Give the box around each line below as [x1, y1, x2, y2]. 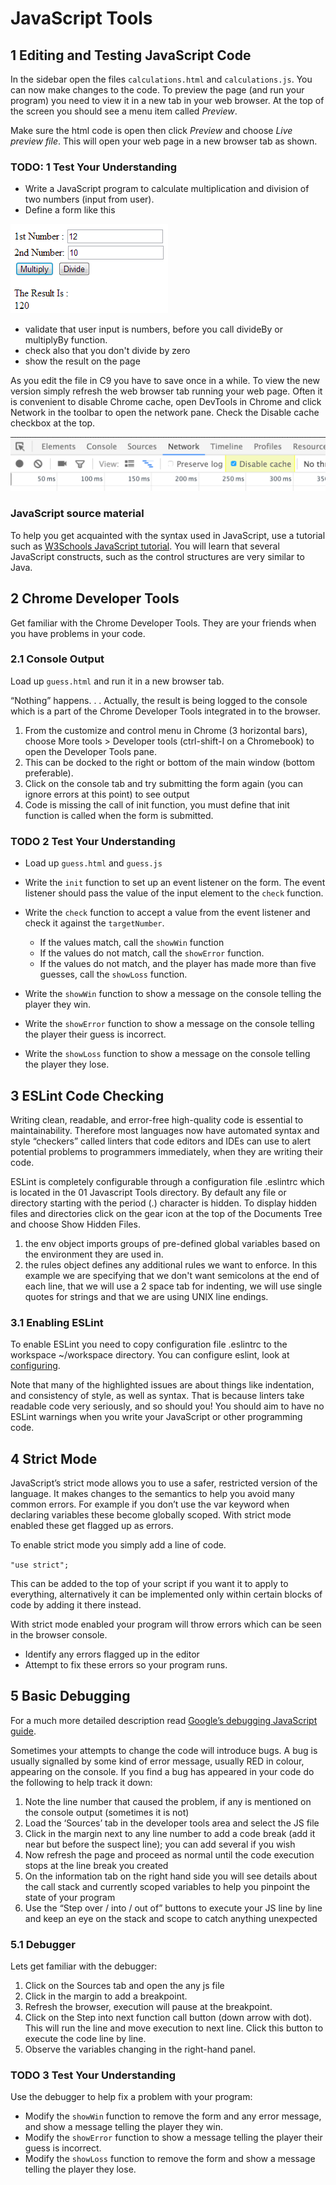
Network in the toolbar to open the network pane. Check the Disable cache [10, 407, 320, 419]
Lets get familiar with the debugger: [10, 1960, 158, 1972]
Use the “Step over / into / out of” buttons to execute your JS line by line [24, 1902, 323, 1914]
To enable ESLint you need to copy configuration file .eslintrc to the [10, 1338, 288, 1351]
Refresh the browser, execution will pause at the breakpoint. [24, 2001, 273, 2013]
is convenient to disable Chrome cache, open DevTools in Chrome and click [10, 396, 322, 408]
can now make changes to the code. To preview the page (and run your [10, 84, 305, 96]
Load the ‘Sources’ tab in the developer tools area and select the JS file [24, 1817, 320, 1829]
